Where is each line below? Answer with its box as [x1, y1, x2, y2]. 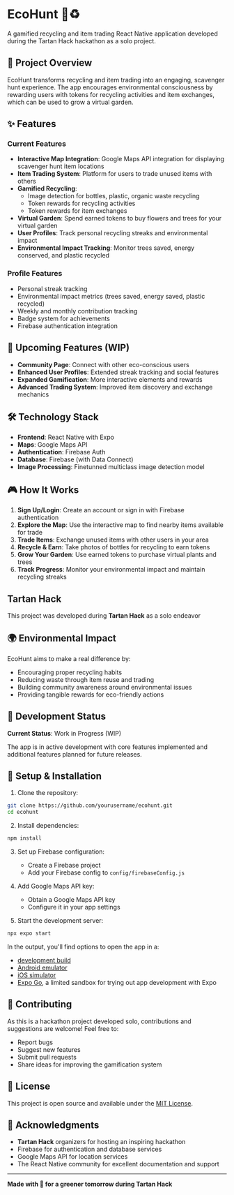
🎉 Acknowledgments [7, 1119, 100, 1131]
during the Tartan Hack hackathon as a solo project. [7, 36, 157, 45]
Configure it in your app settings [27, 903, 120, 912]
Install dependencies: [17, 822, 79, 830]
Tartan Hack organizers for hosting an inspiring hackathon [17, 1138, 186, 1146]
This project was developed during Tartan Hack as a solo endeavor [7, 611, 201, 620]
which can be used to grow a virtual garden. [7, 98, 134, 106]
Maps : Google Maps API [17, 440, 88, 449]
